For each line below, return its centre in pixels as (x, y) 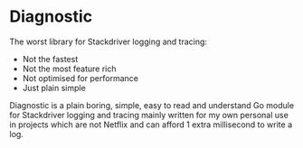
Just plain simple (54, 88)
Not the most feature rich (69, 69)
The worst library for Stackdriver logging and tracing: (109, 42)
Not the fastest (50, 59)
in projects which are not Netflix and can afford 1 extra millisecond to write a (151, 125)
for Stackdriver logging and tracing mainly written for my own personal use (149, 115)
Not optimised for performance (80, 78)
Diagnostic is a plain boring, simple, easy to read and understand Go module (152, 105)
